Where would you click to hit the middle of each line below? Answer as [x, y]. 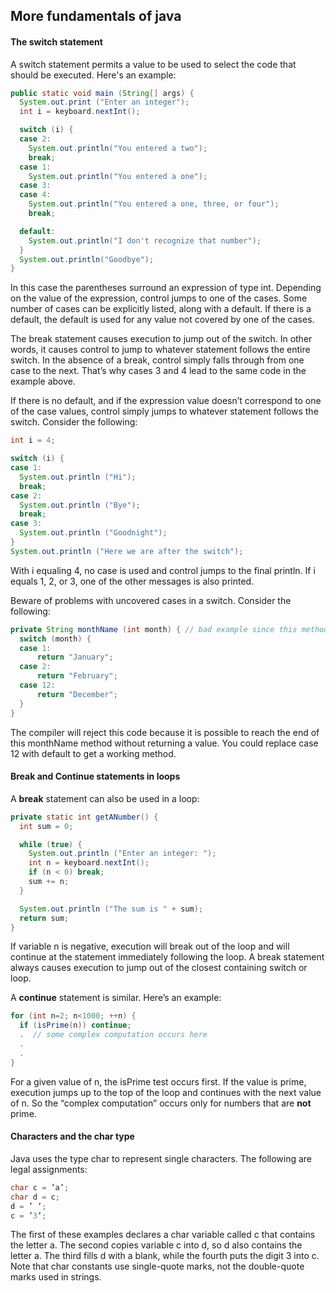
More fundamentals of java [96, 16]
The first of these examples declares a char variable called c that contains [163, 1235]
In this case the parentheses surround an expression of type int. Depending [166, 288]
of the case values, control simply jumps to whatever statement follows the [164, 411]
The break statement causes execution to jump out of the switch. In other [161, 339]
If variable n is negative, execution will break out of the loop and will [150, 946]
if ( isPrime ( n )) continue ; [75, 1025]
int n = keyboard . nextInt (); [89, 863]
